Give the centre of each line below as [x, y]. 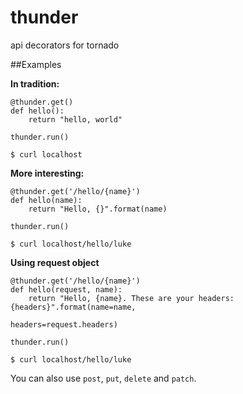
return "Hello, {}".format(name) [98, 209]
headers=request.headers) [64, 324]
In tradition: [35, 83]
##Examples [36, 64]
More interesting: [47, 173]
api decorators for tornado [65, 45]
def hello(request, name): [66, 289]
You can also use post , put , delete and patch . [103, 378]
